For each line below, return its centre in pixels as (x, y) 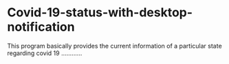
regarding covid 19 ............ (45, 53)
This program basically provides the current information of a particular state (115, 46)
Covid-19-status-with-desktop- (100, 13)
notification (41, 27)
